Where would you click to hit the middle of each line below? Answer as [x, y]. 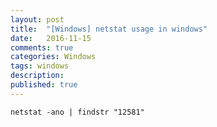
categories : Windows [53, 57]
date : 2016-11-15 [51, 38]
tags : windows [40, 66]
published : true [44, 85]
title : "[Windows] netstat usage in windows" [109, 29]
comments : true [42, 47]
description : [37, 76]
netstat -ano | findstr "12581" [77, 112]
